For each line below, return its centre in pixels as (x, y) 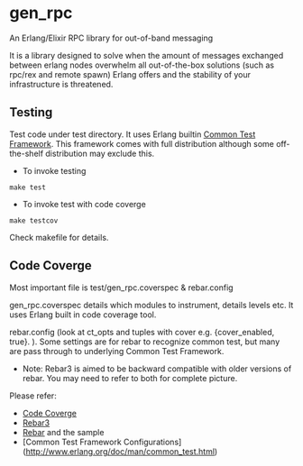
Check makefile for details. (59, 237)
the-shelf (26, 153)
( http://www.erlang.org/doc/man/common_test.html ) (120, 451)
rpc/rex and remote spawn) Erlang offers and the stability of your (130, 74)
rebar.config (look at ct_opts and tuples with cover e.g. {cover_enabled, (142, 332)
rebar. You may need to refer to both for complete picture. (130, 378)
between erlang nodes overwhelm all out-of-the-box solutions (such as (142, 65)
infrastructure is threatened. (61, 84)
